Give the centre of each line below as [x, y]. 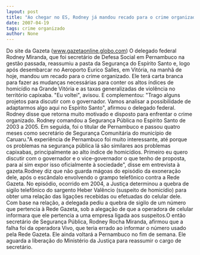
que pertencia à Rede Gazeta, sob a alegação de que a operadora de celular [100, 209]
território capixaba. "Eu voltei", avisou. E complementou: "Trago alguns [93, 95]
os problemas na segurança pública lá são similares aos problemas [88, 146]
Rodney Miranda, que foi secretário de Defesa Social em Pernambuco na [96, 57]
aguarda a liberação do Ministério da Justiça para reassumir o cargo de [94, 241]
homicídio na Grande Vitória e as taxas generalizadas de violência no [91, 89]
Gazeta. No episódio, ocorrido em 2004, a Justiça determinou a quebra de [98, 184]
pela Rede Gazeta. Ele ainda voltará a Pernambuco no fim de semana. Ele [96, 234]
